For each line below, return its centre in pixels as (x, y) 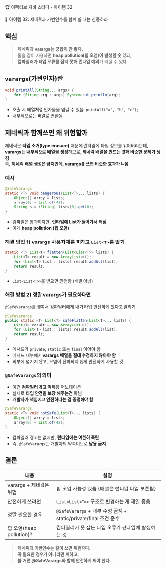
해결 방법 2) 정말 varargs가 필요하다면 (48, 295)
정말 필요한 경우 (25, 515)
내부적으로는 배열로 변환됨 (38, 116)
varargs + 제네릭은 (28, 485)
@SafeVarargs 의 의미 (28, 375)
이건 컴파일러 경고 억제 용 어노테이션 (46, 387)
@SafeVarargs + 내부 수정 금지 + (92, 511)
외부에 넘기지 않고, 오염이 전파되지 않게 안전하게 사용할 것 (68, 361)
